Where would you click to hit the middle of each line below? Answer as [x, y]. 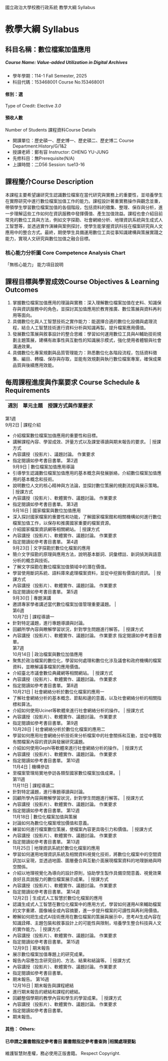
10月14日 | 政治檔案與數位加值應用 [47, 654]
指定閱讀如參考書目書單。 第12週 [46, 810]
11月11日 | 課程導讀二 [33, 785]
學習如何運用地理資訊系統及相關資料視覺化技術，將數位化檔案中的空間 [85, 854]
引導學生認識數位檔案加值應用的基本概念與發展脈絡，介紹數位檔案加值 [85, 473]
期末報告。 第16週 [31, 979]
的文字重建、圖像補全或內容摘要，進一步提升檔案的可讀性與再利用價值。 [87, 910]
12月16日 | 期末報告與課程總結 [43, 985]
